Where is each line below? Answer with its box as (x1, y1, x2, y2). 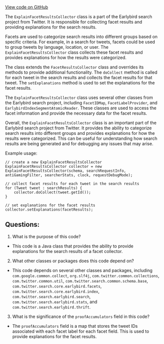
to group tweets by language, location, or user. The (5, 44, 109, 50)
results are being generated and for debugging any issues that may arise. (5, 141, 154, 147)
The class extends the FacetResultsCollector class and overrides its (5, 64, 144, 70)
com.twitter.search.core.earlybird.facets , (12, 283, 102, 289)
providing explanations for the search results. (5, 24, 97, 30)
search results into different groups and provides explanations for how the (5, 130, 155, 136)
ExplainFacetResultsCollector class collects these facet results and (5, 49, 143, 55)
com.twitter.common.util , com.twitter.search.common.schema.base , (12, 278, 148, 283)
